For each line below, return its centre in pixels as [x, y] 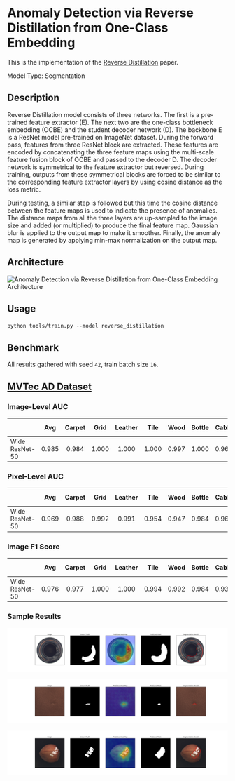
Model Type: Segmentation [46, 76]
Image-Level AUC [38, 406]
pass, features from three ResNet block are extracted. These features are [113, 145]
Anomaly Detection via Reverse [101, 13]
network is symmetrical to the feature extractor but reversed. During [106, 167]
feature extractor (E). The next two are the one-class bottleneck [121, 122]
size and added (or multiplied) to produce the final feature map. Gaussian [113, 225]
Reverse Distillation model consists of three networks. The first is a [104, 114]
